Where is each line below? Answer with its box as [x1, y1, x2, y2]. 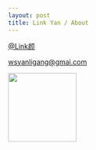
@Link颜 [8, 41, 35, 51]
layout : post [8, 11, 51, 20]
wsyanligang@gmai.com [8, 57, 87, 67]
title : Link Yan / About [8, 19, 89, 27]
